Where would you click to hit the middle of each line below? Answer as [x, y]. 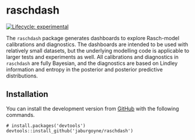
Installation [27, 94]
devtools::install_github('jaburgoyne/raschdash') [70, 131]
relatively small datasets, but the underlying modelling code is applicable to [98, 50]
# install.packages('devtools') [46, 126]
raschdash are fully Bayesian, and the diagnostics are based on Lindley [92, 63]
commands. [21, 115]
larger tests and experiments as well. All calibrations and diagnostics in [92, 57]
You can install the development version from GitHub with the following [92, 108]
